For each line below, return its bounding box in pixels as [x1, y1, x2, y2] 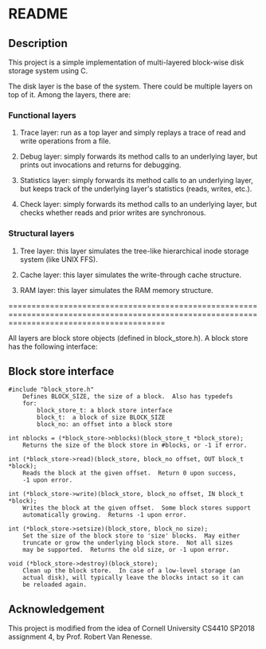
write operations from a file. [19, 136, 111, 146]
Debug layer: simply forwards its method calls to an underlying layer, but [19, 152, 258, 162]
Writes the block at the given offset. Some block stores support [22, 504, 251, 512]
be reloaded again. [22, 581, 88, 589]
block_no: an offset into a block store [37, 420, 173, 428]
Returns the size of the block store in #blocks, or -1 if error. [22, 441, 248, 450]
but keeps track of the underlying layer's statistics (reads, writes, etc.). [19, 184, 252, 194]
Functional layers [8, 109, 77, 120]
